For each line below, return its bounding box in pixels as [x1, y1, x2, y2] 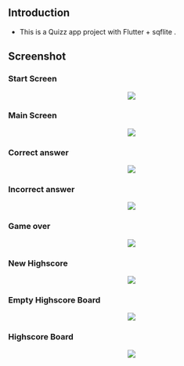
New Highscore [8, 258, 68, 269]
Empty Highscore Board [8, 294, 101, 305]
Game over [8, 221, 51, 232]
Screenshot [8, 50, 67, 63]
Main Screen [8, 110, 57, 121]
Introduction [8, 6, 70, 20]
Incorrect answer [8, 184, 75, 195]
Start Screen [8, 74, 57, 85]
